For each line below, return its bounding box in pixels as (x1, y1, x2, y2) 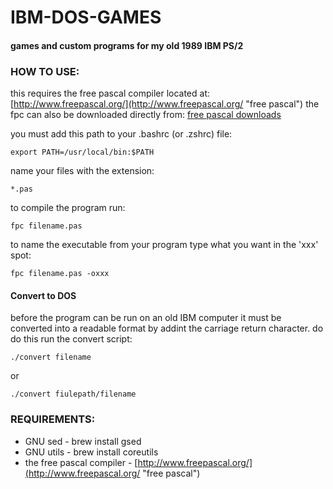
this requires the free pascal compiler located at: (10, 87, 211, 100)
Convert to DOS (10, 289, 77, 301)
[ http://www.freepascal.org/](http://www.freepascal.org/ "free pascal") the (10, 98, 320, 110)
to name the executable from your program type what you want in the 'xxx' (10, 239, 319, 251)
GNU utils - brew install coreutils (24, 446, 159, 458)
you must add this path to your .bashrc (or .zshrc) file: (10, 128, 233, 140)
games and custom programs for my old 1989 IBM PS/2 (10, 39, 244, 51)
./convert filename (10, 352, 92, 363)
